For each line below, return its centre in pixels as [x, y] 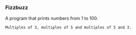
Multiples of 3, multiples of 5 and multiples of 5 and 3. [69, 27]
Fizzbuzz [17, 7]
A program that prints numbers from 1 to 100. [52, 18]
